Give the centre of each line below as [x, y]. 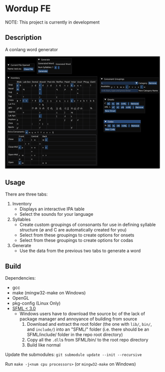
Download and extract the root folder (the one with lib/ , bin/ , [89, 324]
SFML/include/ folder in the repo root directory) [75, 335]
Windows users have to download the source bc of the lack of [82, 314]
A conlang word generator [31, 49]
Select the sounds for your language [56, 214]
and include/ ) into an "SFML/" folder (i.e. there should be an [88, 329]
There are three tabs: [27, 194]
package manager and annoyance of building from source [78, 319]
